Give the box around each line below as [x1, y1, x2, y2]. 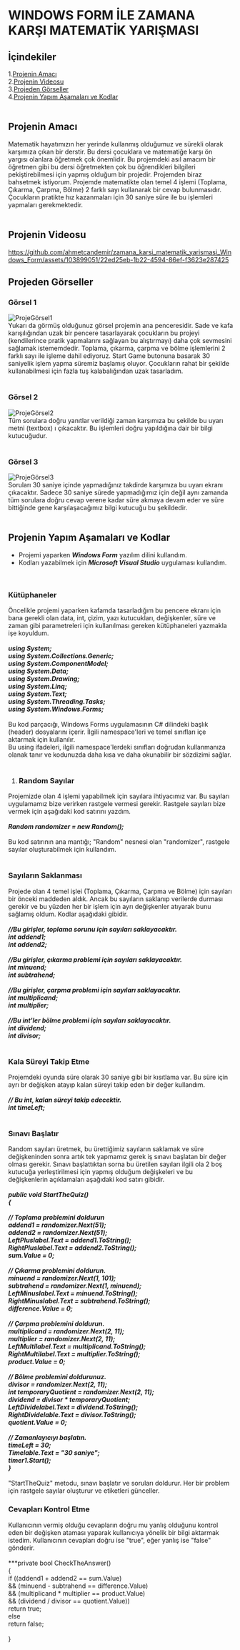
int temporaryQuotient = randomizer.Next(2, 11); [8, 1388, 154, 1396]
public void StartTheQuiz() [8, 1191, 89, 1199]
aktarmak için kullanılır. [8, 735, 76, 744]
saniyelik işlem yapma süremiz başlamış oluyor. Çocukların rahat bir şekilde [8, 359, 230, 368]
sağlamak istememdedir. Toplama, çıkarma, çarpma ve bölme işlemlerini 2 [8, 344, 226, 353]
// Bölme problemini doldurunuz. [8, 1373, 106, 1381]
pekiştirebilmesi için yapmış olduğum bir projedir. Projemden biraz [8, 170, 202, 179]
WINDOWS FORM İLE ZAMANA [8, 7, 196, 24]
